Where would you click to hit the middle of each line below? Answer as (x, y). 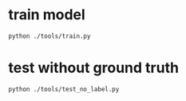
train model (47, 15)
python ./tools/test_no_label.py (64, 89)
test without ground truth (94, 68)
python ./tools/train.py (49, 36)
